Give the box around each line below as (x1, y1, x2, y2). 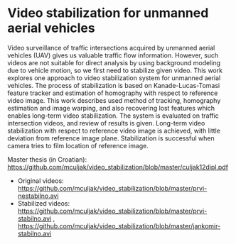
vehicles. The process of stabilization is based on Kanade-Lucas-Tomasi (7, 81, 220, 89)
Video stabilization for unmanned (7, 5, 209, 21)
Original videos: (17, 176, 64, 185)
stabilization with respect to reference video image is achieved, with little (7, 126, 220, 135)
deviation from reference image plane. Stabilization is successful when (7, 133, 215, 143)
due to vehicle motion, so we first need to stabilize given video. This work (7, 66, 222, 74)
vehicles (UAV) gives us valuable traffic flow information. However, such (7, 51, 219, 60)
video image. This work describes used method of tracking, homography (7, 96, 221, 104)
